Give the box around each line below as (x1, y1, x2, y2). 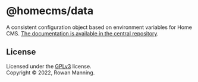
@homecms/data (6, 4, 94, 18)
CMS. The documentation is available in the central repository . (6, 29, 159, 37)
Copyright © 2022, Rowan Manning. (6, 69, 95, 76)
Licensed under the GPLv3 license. (6, 63, 92, 70)
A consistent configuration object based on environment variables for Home (6, 24, 192, 31)
